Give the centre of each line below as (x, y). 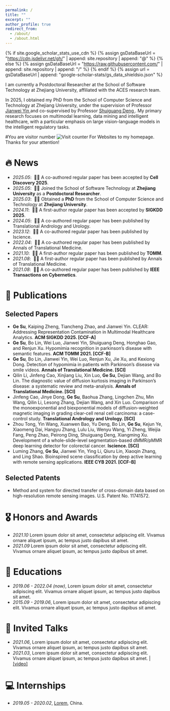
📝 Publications (36, 295)
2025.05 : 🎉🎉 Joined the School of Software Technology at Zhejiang (84, 188)
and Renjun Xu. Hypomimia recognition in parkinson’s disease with (82, 348)
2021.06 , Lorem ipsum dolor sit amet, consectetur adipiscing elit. (80, 642)
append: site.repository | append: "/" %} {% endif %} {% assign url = (77, 69)
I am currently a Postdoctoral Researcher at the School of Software (75, 84)
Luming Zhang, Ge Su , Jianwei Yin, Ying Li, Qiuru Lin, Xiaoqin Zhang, (84, 451)
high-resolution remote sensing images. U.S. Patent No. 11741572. (81, 496)
